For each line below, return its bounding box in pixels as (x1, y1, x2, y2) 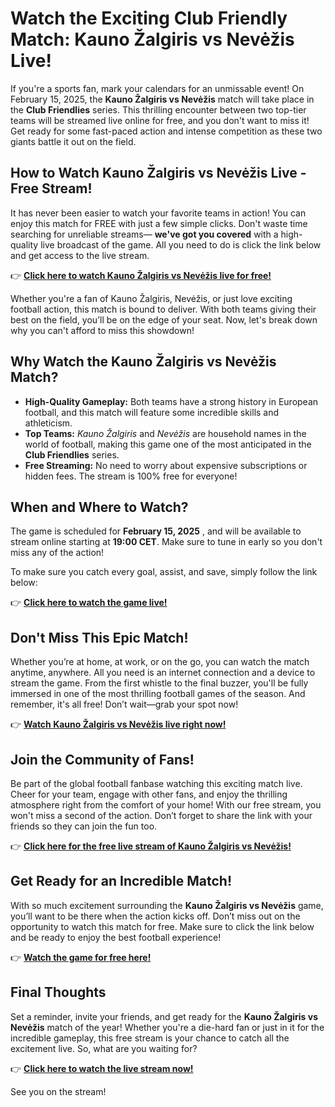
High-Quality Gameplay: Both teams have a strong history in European (24, 395, 319, 407)
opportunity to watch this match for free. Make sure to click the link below (10, 920, 315, 932)
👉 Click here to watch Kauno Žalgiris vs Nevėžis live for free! (10, 269, 272, 281)
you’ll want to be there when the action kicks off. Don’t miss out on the (10, 910, 301, 922)
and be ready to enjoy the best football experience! (10, 931, 222, 943)
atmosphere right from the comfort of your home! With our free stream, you (10, 799, 322, 811)
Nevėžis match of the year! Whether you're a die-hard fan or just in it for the (10, 1021, 325, 1033)
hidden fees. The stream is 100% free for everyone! (24, 470, 238, 482)
